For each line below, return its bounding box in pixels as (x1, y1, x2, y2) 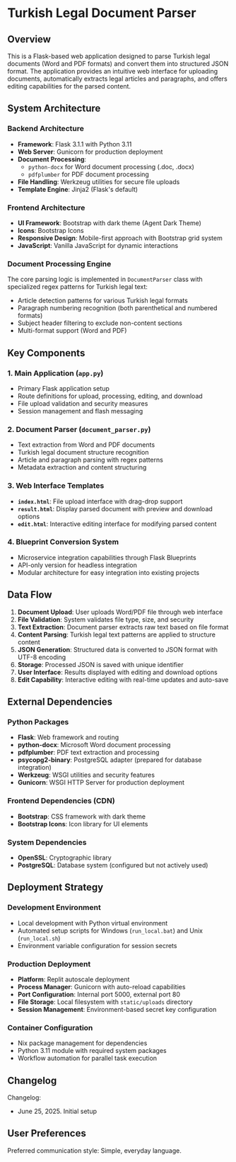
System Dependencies (7, 837, 87, 847)
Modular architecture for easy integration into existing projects (17, 568, 200, 576)
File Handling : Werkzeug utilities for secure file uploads (17, 177, 180, 186)
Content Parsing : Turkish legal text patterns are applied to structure (17, 630, 216, 639)
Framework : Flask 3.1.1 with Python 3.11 (17, 139, 132, 148)
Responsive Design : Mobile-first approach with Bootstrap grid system (17, 234, 223, 242)
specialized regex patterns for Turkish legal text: (7, 283, 148, 291)
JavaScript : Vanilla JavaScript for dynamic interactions (17, 241, 179, 249)
